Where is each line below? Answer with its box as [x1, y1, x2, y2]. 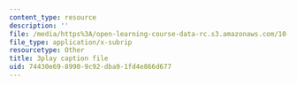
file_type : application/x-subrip [9, 37, 133, 47]
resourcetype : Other [9, 46, 86, 55]
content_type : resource [9, 12, 97, 22]
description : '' [9, 21, 69, 30]
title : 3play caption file [9, 54, 109, 63]
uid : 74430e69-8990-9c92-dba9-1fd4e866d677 [9, 63, 172, 72]
